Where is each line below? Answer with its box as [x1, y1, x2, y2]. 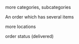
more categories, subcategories [5, 4, 71, 10]
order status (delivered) [5, 33, 54, 39]
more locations [5, 23, 36, 29]
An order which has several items [5, 14, 74, 19]
